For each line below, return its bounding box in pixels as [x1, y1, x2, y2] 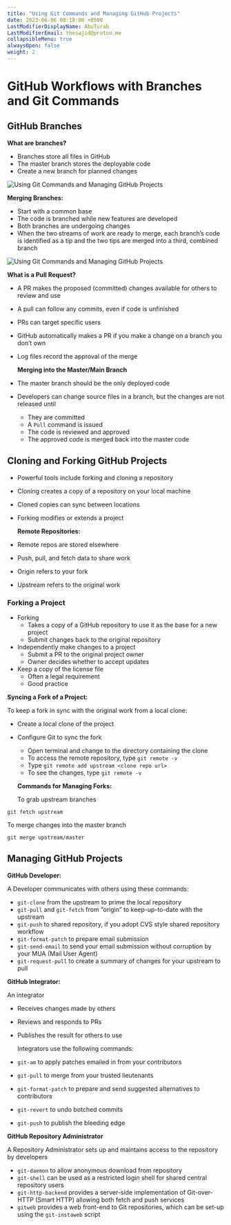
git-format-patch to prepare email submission [17, 934, 150, 943]
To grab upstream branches [17, 795, 97, 804]
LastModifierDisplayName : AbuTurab [7, 23, 110, 30]
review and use [17, 291, 61, 299]
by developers [7, 1152, 48, 1161]
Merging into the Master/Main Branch [17, 365, 128, 374]
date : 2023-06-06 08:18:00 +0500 [7, 17, 103, 23]
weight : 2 [7, 49, 36, 56]
